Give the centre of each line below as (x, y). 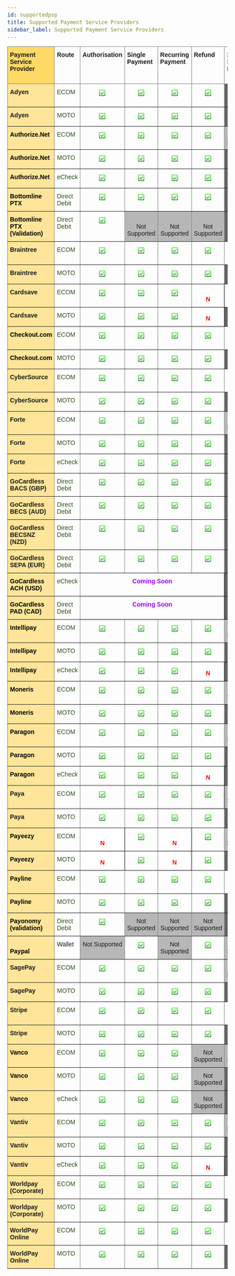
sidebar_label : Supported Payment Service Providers (86, 29)
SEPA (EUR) (28, 565)
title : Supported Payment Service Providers (73, 22)
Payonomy (26, 921)
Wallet (65, 945)
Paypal (20, 952)
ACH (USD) (26, 588)
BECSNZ (23, 535)
